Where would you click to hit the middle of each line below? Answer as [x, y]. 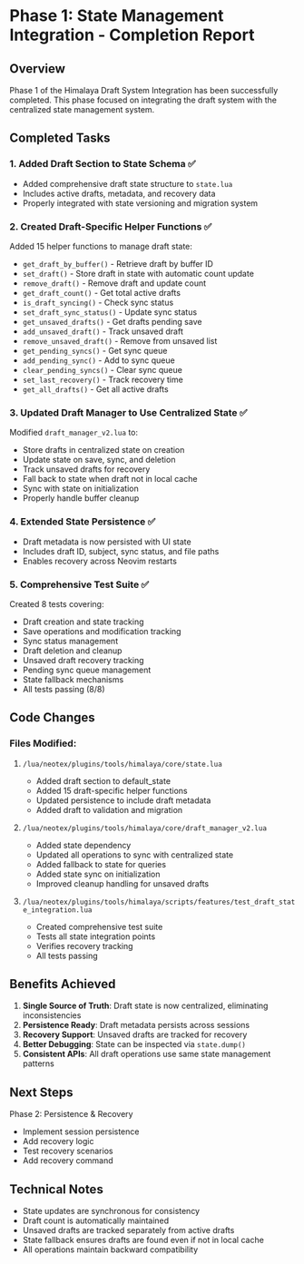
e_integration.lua [57, 910]
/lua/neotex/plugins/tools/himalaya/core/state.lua [122, 764]
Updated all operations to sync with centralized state [135, 855]
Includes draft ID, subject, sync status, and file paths [121, 551]
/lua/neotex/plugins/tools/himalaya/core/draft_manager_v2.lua [145, 828]
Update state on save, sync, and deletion [99, 460]
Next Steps [41, 1092]
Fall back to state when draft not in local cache [110, 479]
